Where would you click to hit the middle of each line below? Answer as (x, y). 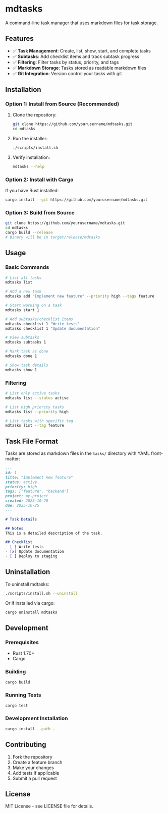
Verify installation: (31, 157)
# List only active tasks (32, 393)
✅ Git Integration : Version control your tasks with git (67, 73)
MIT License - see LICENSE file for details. (49, 806)
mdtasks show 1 (21, 370)
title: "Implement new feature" (39, 477)
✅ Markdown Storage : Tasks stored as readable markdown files (79, 68)
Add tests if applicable (36, 773)
